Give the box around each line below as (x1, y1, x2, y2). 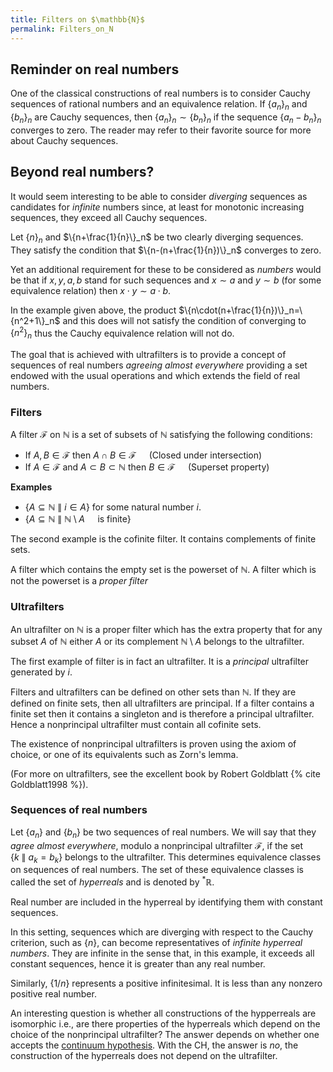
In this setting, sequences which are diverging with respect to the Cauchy (10, 926, 314, 938)
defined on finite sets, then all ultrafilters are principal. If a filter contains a (10, 697, 315, 709)
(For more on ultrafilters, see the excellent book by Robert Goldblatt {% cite (10, 767, 321, 780)
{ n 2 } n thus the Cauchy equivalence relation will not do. (10, 325, 235, 341)
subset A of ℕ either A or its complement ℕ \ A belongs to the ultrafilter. (10, 635, 305, 647)
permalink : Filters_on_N (10, 24, 114, 34)
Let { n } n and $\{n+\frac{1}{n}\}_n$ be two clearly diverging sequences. (10, 231, 304, 245)
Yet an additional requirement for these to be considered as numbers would (10, 263, 322, 275)
